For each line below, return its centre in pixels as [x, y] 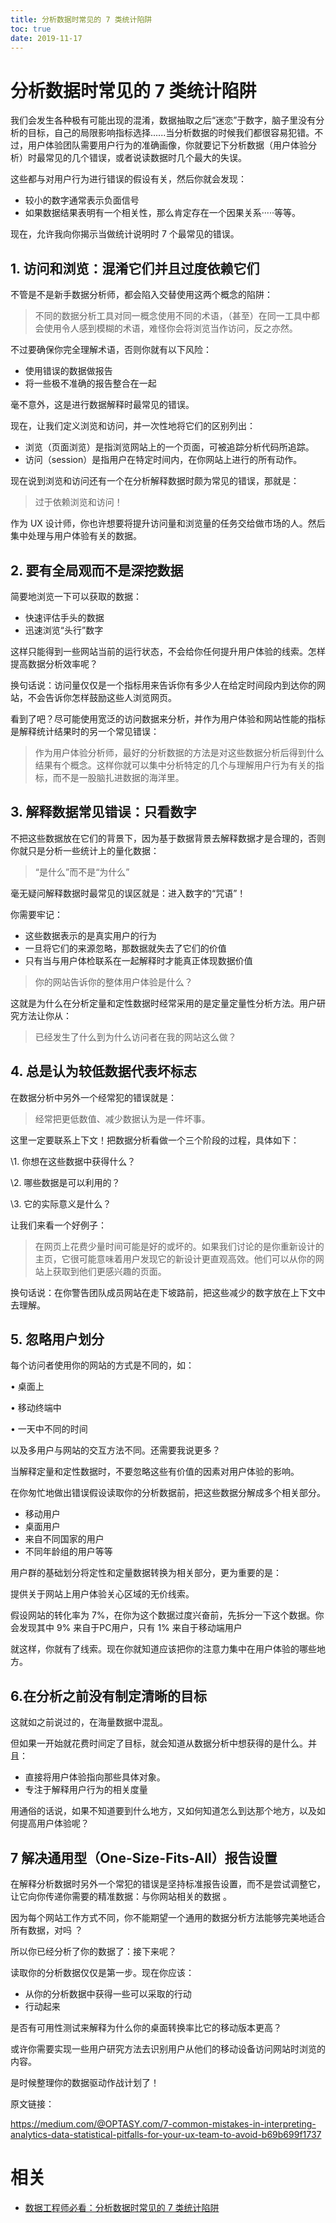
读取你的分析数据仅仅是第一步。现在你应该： [102, 1972]
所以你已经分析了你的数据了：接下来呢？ [93, 1951]
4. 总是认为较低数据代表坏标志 [103, 1071]
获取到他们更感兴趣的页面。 [109, 1271]
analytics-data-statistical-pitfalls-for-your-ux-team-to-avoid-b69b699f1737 [166, 2134]
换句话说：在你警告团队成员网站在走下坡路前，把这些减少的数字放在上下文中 [168, 1292]
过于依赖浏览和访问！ [78, 502]
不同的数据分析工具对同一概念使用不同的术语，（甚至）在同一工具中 [173, 316]
